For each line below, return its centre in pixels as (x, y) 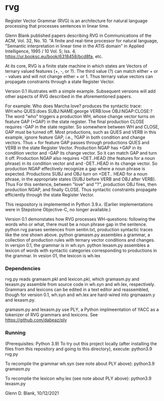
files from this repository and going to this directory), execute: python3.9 (79, 349)
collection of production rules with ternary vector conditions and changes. (80, 240)
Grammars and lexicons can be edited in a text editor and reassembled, (77, 290)
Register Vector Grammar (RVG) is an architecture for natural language (76, 21)
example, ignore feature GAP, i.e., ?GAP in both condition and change (75, 137)
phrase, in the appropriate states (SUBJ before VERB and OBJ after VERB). (81, 179)
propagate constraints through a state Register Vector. (60, 81)
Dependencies (23, 268)
